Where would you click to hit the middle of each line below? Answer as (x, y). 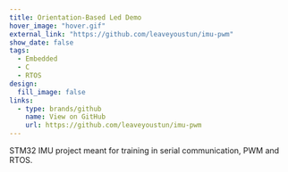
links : (21, 100)
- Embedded (38, 59)
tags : (19, 51)
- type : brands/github (59, 109)
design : (24, 84)
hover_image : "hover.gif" (57, 26)
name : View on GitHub (65, 117)
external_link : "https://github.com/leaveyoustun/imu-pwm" (122, 34)
